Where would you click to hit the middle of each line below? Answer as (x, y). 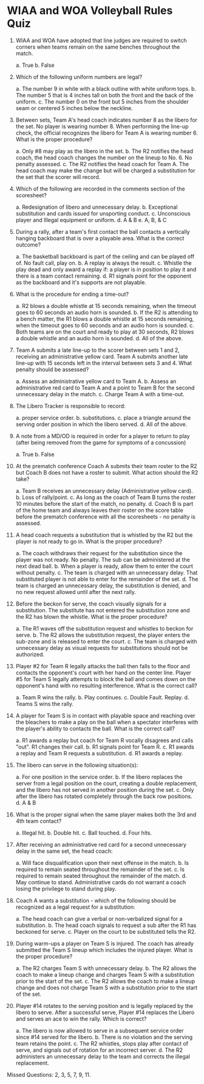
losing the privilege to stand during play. (66, 889)
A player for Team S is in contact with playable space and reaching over (106, 715)
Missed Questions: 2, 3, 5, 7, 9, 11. (49, 1074)
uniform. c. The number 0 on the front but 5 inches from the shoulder (102, 102)
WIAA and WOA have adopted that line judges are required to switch (101, 40)
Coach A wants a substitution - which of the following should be (96, 900)
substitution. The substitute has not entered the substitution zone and (103, 610)
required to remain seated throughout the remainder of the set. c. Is (100, 869)
